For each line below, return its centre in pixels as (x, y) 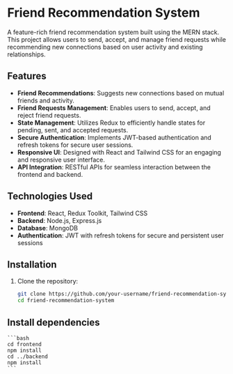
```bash (18, 338)
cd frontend (24, 344)
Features (27, 76)
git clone (32, 294)
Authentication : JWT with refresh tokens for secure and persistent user (120, 235)
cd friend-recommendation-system (66, 301)
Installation (32, 264)
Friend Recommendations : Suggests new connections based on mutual (121, 93)
